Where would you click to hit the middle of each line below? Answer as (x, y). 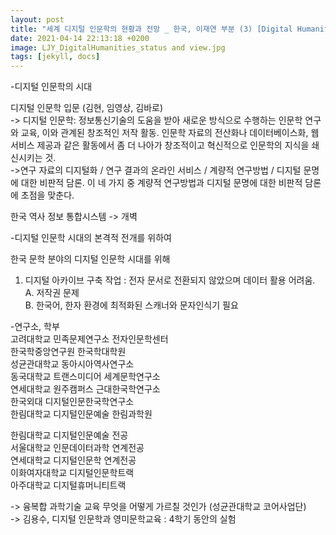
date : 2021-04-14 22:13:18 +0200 (80, 38)
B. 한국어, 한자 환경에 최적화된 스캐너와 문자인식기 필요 (131, 305)
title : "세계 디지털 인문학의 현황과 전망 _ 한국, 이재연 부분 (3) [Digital (151, 29)
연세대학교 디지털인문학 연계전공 (73, 460)
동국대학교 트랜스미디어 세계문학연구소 (85, 377)
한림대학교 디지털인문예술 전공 (69, 435)
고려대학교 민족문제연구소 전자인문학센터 (89, 339)
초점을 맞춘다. (47, 195)
